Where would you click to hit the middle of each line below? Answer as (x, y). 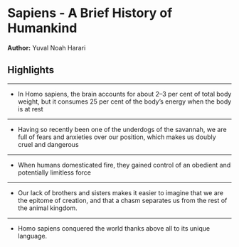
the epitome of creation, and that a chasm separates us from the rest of (122, 200)
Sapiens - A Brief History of (90, 13)
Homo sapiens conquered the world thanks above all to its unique (114, 228)
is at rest (31, 109)
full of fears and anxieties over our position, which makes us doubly (117, 137)
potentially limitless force (54, 172)
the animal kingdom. (47, 208)
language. (32, 236)
